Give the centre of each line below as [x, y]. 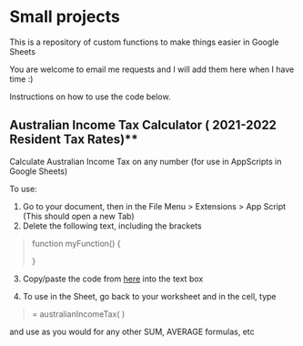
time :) [21, 78]
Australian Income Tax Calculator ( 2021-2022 [143, 125]
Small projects [65, 17]
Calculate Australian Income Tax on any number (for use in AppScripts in [146, 161]
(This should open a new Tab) [78, 216]
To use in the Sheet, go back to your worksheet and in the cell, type [149, 296]
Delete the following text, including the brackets [112, 226]
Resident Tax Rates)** [74, 140]
